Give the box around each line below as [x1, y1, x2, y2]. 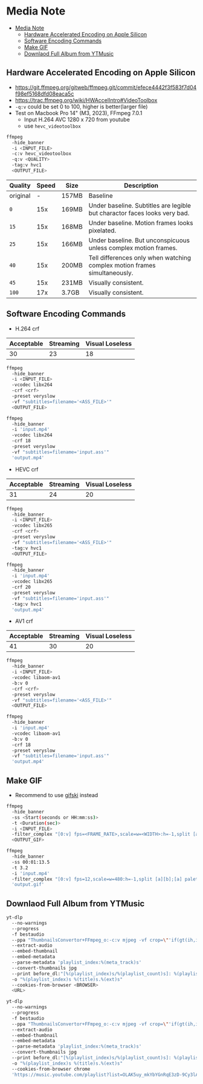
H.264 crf [14, 325, 40, 332]
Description [123, 181, 159, 189]
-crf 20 [11, 584, 31, 591]
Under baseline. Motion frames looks [88, 218, 193, 227]
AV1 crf [14, 617, 33, 625]
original [9, 191, 31, 200]
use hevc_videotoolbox [24, 122, 82, 130]
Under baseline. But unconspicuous [88, 236, 190, 245]
